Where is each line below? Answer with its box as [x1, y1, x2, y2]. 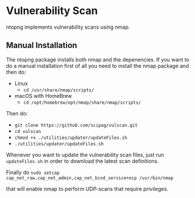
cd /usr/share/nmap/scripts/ [23, 87, 95, 93]
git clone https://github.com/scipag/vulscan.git [14, 122, 138, 128]
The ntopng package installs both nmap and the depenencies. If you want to [6, 56, 190, 63]
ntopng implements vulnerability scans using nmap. [6, 23, 130, 30]
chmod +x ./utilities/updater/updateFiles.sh [14, 135, 127, 141]
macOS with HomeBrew [14, 92, 72, 99]
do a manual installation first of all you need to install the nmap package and [6, 62, 189, 69]
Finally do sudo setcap [6, 169, 60, 176]
